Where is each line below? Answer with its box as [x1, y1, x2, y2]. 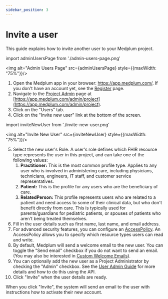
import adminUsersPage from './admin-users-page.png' [5, 55, 120, 61]
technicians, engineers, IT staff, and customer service [20, 173, 131, 179]
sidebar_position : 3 [5, 7, 49, 13]
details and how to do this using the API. [12, 268, 96, 274]
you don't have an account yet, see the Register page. [12, 85, 124, 91]
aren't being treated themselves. [20, 215, 87, 221]
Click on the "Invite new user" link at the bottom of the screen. [12, 112, 141, 118]
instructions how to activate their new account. [5, 289, 102, 295]
